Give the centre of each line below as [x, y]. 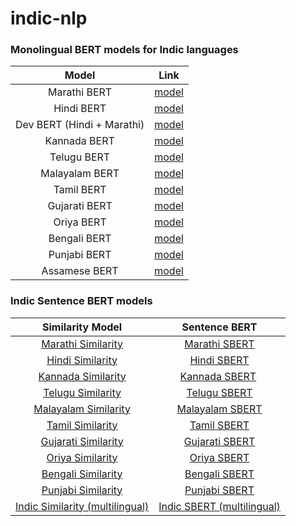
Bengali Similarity [82, 474]
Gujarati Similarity [82, 441]
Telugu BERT [80, 157]
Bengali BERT [80, 239]
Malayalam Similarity [82, 409]
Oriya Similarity [82, 457]
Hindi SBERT [219, 360]
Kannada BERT [79, 141]
